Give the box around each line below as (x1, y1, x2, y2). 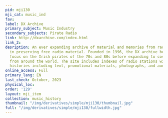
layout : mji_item (5, 91, 41, 96)
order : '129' (5, 86, 32, 92)
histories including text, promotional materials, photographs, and (9, 63, 155, 68)
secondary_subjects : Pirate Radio (5, 31, 77, 36)
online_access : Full (5, 68, 48, 73)
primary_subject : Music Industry (5, 26, 75, 31)
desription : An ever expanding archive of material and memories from (5, 45, 155, 50)
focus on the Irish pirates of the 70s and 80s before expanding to (9, 54, 155, 59)
